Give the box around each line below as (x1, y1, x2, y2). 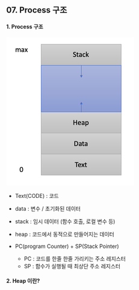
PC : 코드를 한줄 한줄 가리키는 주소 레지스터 (23, 255, 126, 262)
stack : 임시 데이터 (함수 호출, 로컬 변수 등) (14, 218, 116, 225)
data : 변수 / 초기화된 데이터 (14, 205, 81, 212)
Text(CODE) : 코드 (14, 192, 59, 199)
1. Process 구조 (6, 23, 43, 30)
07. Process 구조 (6, 5, 67, 16)
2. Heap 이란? (6, 277, 40, 285)
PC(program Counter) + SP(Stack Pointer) (14, 242, 119, 250)
